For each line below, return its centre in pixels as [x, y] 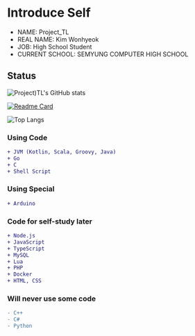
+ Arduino [22, 203]
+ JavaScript [26, 242]
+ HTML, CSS [24, 281]
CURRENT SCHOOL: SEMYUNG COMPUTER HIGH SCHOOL [103, 54]
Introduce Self [49, 13]
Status [22, 76]
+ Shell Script [29, 171]
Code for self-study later [50, 221]
